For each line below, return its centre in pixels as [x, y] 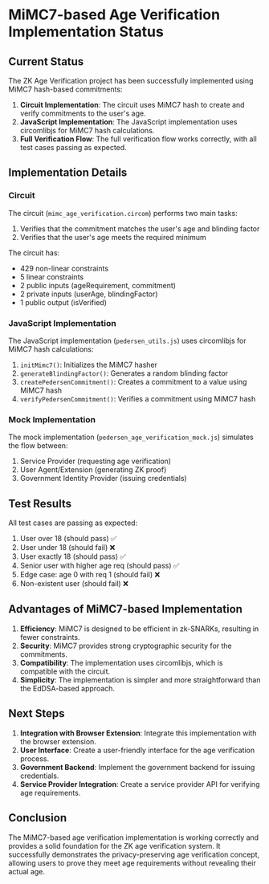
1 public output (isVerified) [63, 302]
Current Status [46, 61]
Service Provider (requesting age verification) [95, 461]
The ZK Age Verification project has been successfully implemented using [131, 81]
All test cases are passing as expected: [73, 523]
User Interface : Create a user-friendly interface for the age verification [137, 750]
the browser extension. [58, 741]
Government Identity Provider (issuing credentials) [103, 479]
